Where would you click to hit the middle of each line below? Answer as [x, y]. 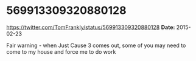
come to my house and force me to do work [61, 51]
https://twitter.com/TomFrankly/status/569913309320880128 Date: [91, 27]
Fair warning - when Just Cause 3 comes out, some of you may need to [96, 45]
